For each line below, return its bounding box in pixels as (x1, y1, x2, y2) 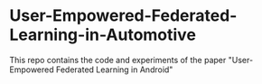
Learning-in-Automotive (9, 24, 197, 45)
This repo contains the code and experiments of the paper (9, 54, 227, 65)
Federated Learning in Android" (55, 64, 173, 75)
